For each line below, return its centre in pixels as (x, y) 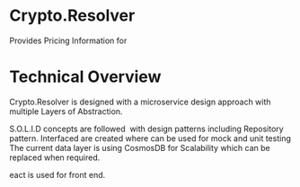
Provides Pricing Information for (68, 40)
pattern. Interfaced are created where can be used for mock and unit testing (150, 138)
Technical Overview (85, 77)
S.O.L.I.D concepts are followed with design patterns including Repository (147, 129)
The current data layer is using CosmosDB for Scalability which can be (140, 147)
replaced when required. (55, 157)
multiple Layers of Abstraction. (66, 111)
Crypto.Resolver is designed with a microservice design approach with (140, 102)
